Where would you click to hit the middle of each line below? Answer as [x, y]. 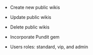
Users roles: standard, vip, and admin [49, 47]
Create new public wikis [35, 7]
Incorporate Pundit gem [35, 37]
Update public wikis [31, 17]
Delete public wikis [30, 27]
